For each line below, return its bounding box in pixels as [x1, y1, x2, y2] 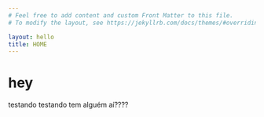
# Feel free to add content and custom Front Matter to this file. [8, 11, 234, 20]
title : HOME [8, 40, 47, 48]
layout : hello [8, 33, 55, 41]
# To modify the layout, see [8, 19, 104, 27]
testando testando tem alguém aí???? [8, 100, 129, 110]
